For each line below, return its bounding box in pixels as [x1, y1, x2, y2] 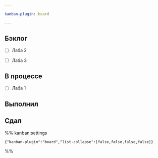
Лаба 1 [11, 85, 26, 91]
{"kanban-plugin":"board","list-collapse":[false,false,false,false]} [4, 139, 154, 144]
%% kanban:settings [4, 130, 48, 136]
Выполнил [4, 100, 39, 108]
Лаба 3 [11, 57, 27, 63]
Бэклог [4, 34, 28, 43]
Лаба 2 [11, 48, 27, 53]
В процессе [4, 72, 43, 80]
